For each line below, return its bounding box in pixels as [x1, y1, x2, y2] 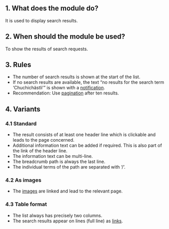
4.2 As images [5, 177, 42, 184]
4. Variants [5, 105, 41, 113]
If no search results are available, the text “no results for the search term [12, 79, 164, 85]
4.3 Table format [5, 201, 47, 208]
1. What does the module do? [5, 4, 99, 13]
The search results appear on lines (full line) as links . [12, 218, 123, 224]
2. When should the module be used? [5, 32, 125, 41]
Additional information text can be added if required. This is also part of [12, 142, 162, 149]
